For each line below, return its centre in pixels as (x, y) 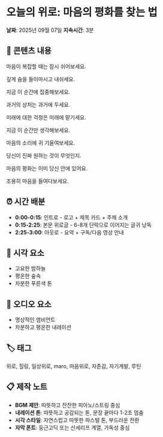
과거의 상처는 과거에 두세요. (38, 104)
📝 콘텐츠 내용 (29, 51)
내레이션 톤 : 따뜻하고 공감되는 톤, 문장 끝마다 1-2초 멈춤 (79, 412)
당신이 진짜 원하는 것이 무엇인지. (44, 155)
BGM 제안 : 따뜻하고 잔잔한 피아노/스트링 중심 (67, 405)
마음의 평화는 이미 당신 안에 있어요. (47, 168)
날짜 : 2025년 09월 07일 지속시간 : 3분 (50, 30)
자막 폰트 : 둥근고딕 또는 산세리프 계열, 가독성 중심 (72, 427)
